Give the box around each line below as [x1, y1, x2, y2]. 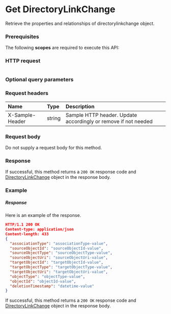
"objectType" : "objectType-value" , [10, 274, 85, 279]
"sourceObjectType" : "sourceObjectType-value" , [10, 250, 113, 256]
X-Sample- [8, 111, 36, 118]
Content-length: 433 [5, 231, 49, 237]
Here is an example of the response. [5, 212, 81, 218]
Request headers [5, 90, 49, 97]
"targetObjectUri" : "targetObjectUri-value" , [10, 269, 108, 274]
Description [65, 103, 95, 110]
